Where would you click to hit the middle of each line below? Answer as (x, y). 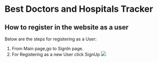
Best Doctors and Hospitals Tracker (79, 9)
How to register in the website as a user (67, 27)
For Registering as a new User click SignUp (56, 54)
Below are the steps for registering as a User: (51, 39)
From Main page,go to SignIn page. (47, 48)
